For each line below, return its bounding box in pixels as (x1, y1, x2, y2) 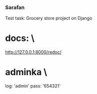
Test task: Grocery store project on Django (5, 15, 93, 21)
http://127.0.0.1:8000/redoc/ (5, 49, 62, 55)
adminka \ (5, 67, 47, 78)
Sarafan (5, 4, 25, 11)
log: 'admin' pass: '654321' (5, 83, 61, 89)
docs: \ (5, 33, 35, 44)
